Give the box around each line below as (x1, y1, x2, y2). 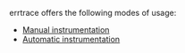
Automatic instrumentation (21, 34, 121, 44)
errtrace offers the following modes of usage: (9, 8, 177, 18)
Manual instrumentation (21, 25, 110, 34)
